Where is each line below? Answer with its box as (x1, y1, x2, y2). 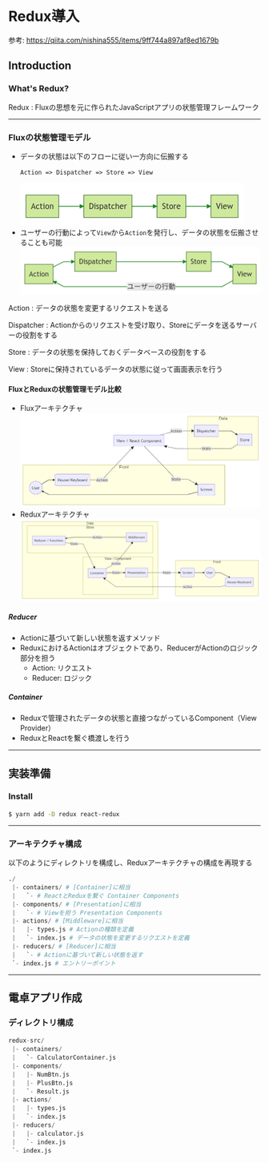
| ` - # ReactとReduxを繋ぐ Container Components (11, 891, 180, 899)
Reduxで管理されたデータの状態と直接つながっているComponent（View (19, 714, 258, 723)
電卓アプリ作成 (8, 991, 82, 1005)
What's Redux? (8, 83, 70, 95)
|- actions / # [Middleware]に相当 (11, 917, 124, 925)
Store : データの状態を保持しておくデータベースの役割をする (8, 348, 207, 357)
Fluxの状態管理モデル (8, 131, 91, 143)
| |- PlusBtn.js (11, 1079, 74, 1087)
